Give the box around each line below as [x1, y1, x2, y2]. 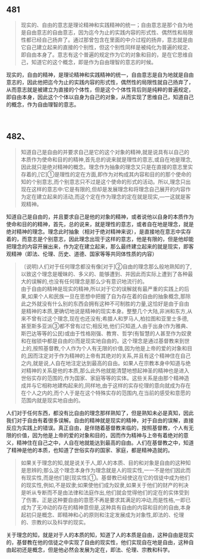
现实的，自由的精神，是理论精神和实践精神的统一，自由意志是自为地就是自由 [6, 71, 194, 78]
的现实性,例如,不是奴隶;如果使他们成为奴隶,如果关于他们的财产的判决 [20, 481, 189, 488]
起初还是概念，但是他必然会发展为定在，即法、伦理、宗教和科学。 [11, 546, 173, 553]
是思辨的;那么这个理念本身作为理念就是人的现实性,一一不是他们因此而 [20, 466, 192, 473]
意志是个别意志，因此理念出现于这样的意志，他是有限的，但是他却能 [26, 235, 194, 243]
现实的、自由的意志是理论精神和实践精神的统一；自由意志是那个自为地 [20, 21, 193, 29]
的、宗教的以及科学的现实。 [20, 519, 89, 526]
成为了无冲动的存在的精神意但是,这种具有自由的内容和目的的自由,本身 [20, 504, 191, 511]
